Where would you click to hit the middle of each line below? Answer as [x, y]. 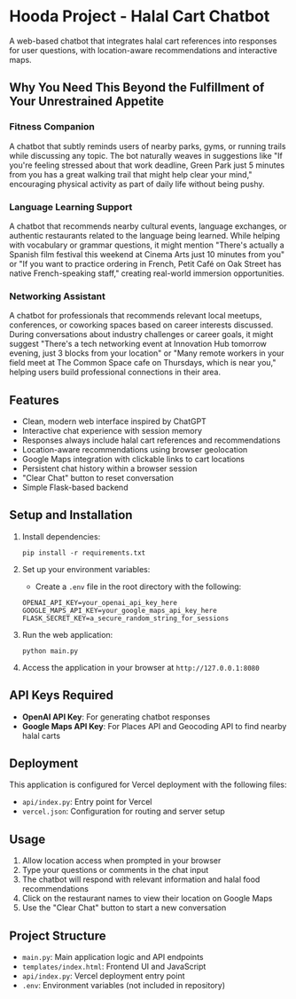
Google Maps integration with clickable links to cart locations [133, 460]
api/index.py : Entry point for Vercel [87, 802]
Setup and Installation [71, 515]
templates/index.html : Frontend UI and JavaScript [114, 967]
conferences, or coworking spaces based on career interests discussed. [141, 325]
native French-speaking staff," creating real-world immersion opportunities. [147, 273]
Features [34, 400]
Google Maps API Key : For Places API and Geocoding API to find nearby [154, 726]
